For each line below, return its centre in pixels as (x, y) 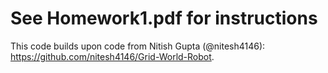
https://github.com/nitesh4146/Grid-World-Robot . (112, 56)
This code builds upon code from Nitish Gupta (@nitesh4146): (138, 46)
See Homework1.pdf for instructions (164, 18)
